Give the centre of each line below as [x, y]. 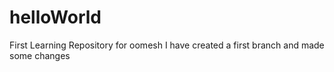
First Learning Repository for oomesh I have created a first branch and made [167, 45]
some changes [40, 55]
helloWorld [55, 17]
